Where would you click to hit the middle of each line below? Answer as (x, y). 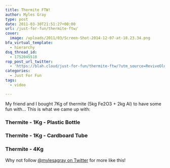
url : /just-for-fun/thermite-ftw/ (42, 29)
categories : (18, 71)
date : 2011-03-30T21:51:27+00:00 (40, 24)
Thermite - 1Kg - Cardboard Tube (47, 136)
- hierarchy (23, 47)
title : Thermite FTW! (28, 10)
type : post (17, 19)
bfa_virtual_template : (29, 43)
